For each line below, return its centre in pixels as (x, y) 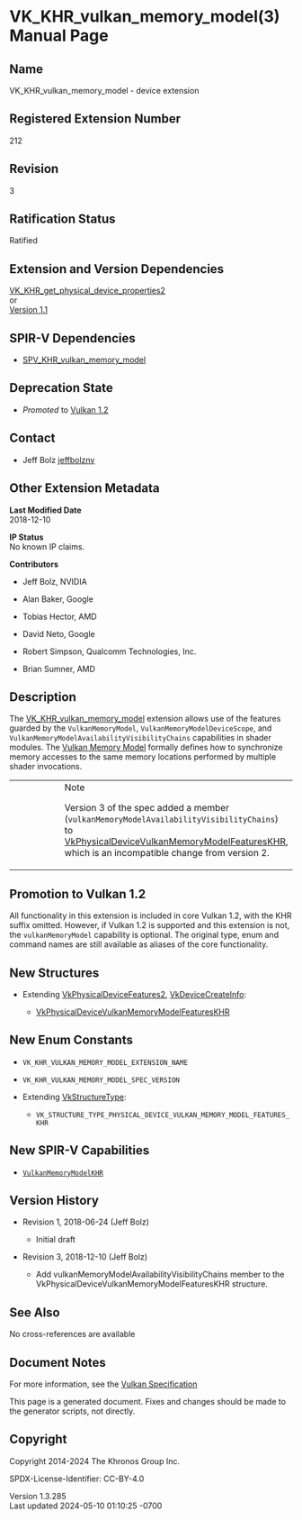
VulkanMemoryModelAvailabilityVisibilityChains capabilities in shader (140, 738)
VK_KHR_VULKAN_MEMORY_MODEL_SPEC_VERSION (101, 1080)
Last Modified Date (46, 510)
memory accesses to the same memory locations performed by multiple (143, 757)
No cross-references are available (72, 1334)
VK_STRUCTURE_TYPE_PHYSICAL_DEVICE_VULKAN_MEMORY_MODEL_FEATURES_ (163, 1115)
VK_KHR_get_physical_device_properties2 (88, 291)
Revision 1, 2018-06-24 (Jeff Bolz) (86, 1222)
